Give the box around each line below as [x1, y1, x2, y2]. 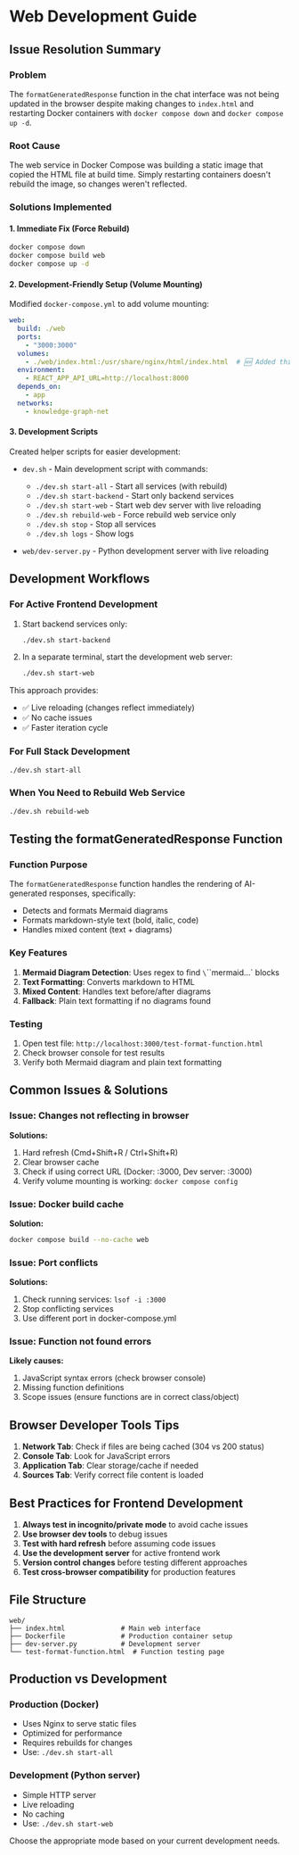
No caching [21, 1809, 65, 1819]
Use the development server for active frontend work [21, 1547, 221, 1558]
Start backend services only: [21, 618, 127, 629]
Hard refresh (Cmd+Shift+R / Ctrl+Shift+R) [21, 1147, 179, 1157]
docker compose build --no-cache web [9, 1235, 149, 1244]
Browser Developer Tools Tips [9, 1417, 180, 1433]
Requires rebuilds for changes [21, 1737, 133, 1748]
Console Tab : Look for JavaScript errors [21, 1451, 171, 1462]
